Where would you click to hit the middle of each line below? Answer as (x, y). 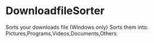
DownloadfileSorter (55, 11)
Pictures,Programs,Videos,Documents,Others (61, 33)
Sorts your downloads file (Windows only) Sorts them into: (77, 27)
